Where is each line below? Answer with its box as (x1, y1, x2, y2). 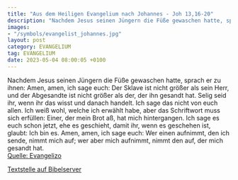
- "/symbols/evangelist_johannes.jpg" (7, 30, 122, 38)
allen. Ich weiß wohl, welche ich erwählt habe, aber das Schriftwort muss (7, 106, 221, 114)
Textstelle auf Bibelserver (7, 164, 82, 174)
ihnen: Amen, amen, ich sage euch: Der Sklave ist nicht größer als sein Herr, (7, 83, 229, 92)
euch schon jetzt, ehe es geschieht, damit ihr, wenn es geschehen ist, (7, 121, 211, 130)
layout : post (7, 37, 46, 44)
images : (7, 23, 30, 30)
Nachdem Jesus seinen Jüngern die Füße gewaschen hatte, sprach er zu (7, 76, 222, 84)
